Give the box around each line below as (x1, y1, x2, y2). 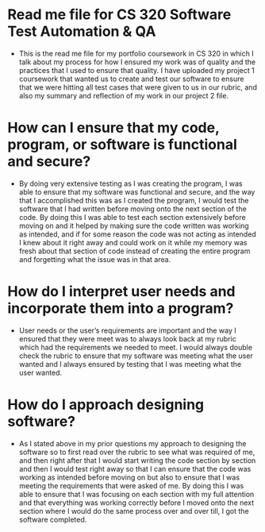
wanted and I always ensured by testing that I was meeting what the (18, 359, 242, 368)
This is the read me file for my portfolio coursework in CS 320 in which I (18, 48, 255, 58)
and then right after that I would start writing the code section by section (18, 455, 256, 465)
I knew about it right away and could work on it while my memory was (18, 237, 248, 247)
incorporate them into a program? (7, 299, 234, 318)
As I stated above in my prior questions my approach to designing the (18, 438, 247, 448)
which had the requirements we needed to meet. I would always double (18, 342, 253, 352)
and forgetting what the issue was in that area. (18, 254, 171, 264)
